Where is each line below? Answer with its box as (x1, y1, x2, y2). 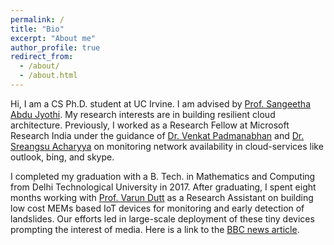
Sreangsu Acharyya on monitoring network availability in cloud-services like (10, 140, 324, 152)
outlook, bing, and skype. (10, 151, 115, 163)
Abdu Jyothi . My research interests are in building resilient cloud (10, 108, 276, 120)
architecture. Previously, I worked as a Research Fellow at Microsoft (10, 119, 290, 131)
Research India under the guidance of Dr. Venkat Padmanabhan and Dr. (10, 129, 305, 141)
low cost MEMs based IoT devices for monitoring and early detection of (10, 202, 305, 214)
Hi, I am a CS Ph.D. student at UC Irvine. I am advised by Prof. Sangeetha (10, 97, 311, 110)
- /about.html (19, 71, 78, 81)
